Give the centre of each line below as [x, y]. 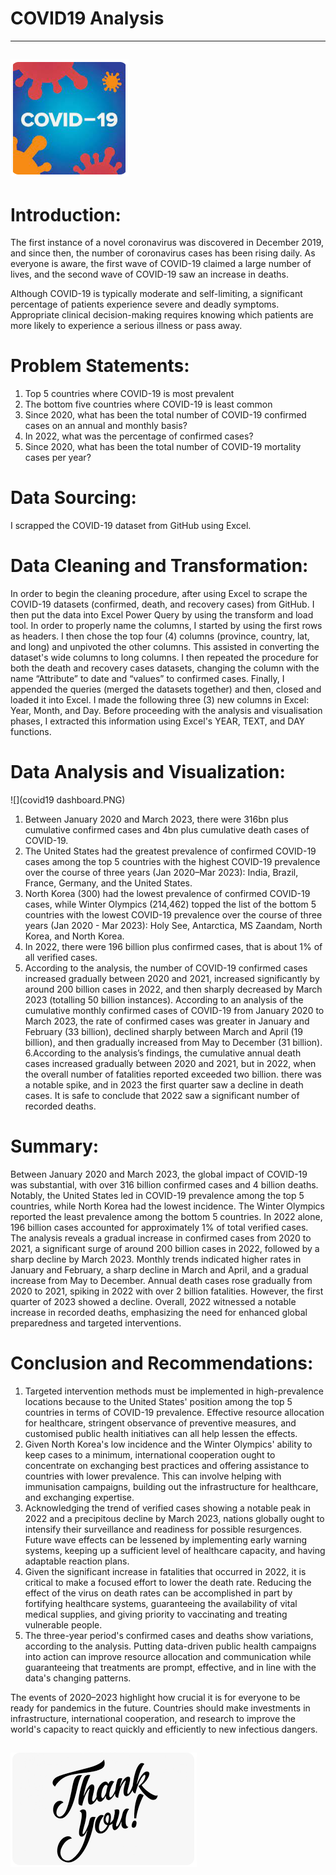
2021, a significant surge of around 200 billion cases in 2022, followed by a [165, 1248]
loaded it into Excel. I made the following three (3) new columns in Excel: [160, 700]
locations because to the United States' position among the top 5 [158, 1401]
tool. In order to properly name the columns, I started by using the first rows [166, 626]
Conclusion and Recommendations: [162, 1363]
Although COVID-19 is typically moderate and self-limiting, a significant [156, 294]
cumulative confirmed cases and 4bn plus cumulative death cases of [167, 830]
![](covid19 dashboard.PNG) [68, 800]
